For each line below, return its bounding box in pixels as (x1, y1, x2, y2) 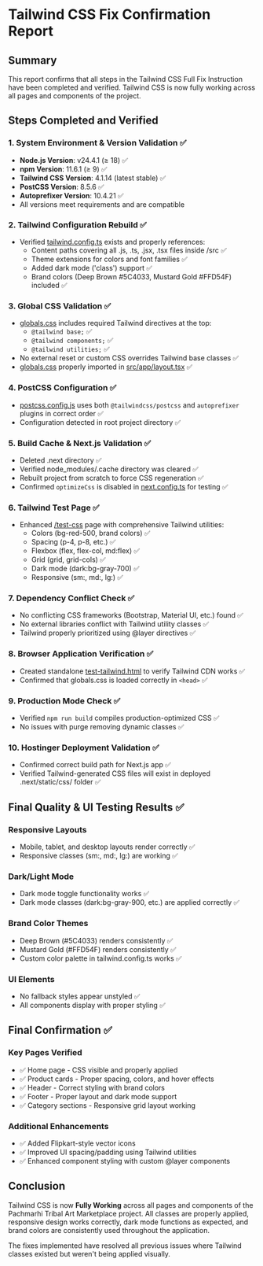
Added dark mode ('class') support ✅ (31, 263, 153, 272)
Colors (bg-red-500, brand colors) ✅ (31, 529, 151, 538)
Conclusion (8, 1179, 66, 1193)
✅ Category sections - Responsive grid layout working (19, 1100, 196, 1110)
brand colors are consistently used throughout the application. (8, 1225, 210, 1235)
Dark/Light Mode (8, 871, 75, 882)
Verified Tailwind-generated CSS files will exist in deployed (19, 769, 210, 778)
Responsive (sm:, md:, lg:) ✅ (31, 573, 124, 582)
